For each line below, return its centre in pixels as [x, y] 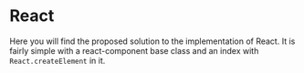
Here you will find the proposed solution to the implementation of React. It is [152, 41]
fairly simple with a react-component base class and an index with [134, 50]
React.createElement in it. [58, 60]
